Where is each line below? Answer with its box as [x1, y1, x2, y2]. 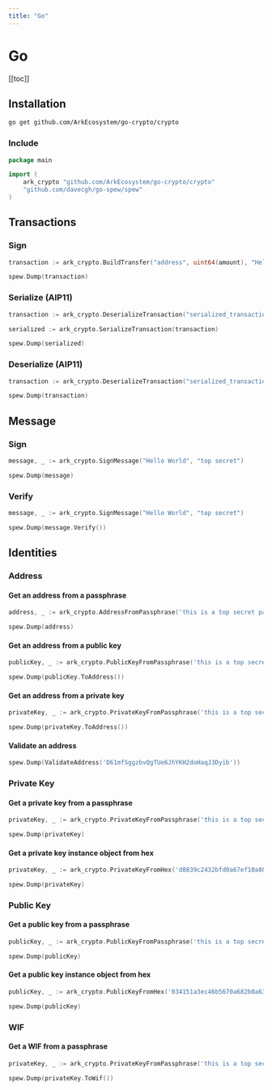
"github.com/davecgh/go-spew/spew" [23, 185, 143, 194]
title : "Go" [8, 11, 49, 20]
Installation [8, 96, 66, 110]
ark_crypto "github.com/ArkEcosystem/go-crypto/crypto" [23, 178, 216, 186]
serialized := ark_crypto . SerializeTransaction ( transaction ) [8, 325, 219, 333]
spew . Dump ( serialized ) [8, 339, 85, 348]
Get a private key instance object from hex [8, 848, 154, 858]
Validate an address [8, 740, 77, 750]
